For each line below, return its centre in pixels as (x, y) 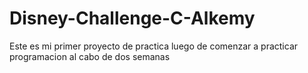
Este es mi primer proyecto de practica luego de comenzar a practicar (154, 46)
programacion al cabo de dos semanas (90, 56)
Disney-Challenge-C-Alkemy (132, 18)
